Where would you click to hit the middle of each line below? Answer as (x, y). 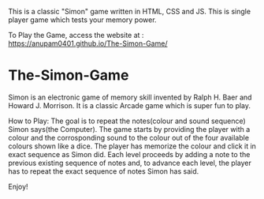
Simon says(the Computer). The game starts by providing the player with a (129, 129)
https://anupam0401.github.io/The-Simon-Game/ (88, 43)
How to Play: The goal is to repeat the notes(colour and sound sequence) (127, 121)
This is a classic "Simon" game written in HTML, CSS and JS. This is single (129, 11)
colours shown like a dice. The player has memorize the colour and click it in (132, 146)
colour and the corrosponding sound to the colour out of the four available (129, 137)
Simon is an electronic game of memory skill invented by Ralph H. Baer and (130, 97)
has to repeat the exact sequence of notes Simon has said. (104, 171)
